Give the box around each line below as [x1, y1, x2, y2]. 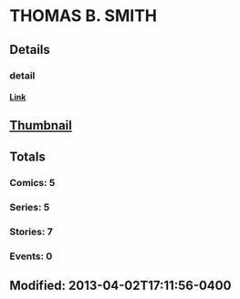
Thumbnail [9, 118, 73, 133]
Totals [9, 149, 46, 164]
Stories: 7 [9, 225, 53, 238]
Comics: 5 [9, 176, 56, 189]
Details [9, 42, 50, 57]
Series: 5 [9, 201, 50, 213]
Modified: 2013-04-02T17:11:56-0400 [9, 277, 232, 293]
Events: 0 [9, 250, 53, 263]
